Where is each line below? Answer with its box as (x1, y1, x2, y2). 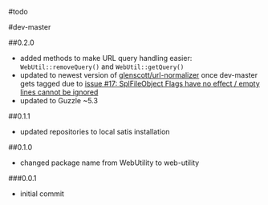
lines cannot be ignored (19, 87, 99, 97)
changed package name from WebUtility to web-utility (19, 158, 200, 167)
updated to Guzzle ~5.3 (19, 96, 99, 105)
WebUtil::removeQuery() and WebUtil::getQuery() (19, 62, 185, 71)
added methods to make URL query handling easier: (19, 54, 193, 62)
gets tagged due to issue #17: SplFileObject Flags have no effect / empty (19, 79, 261, 88)
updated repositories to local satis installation (19, 127, 170, 136)
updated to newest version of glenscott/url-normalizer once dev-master (19, 70, 258, 79)
